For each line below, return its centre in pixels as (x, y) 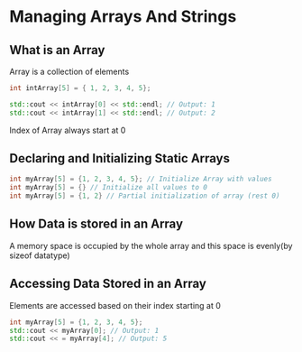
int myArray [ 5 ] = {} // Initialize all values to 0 (108, 188)
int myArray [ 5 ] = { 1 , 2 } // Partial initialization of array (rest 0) (145, 196)
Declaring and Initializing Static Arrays (120, 158)
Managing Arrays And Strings (123, 17)
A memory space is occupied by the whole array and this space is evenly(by (151, 245)
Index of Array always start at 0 (68, 130)
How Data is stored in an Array (96, 224)
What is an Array (57, 50)
